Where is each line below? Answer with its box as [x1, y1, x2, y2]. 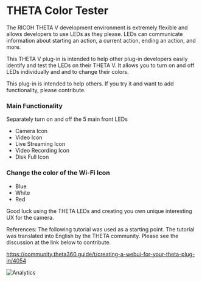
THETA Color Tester [6, 4, 108, 18]
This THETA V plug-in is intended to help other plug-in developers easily [6, 55, 188, 62]
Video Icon [15, 134, 43, 141]
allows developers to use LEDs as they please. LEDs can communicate [6, 30, 184, 37]
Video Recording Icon [15, 147, 70, 154]
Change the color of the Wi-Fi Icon [6, 168, 111, 177]
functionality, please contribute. [6, 86, 86, 93]
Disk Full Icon [15, 153, 49, 161]
